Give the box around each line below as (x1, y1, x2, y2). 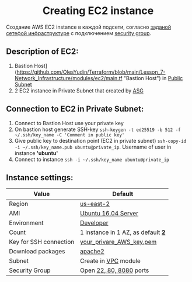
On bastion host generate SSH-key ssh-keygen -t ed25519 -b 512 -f (14, 126, 181, 133)
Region (9, 200, 29, 208)
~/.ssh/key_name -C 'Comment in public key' (14, 132, 125, 138)
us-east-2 (79, 200, 110, 208)
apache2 (79, 247, 105, 256)
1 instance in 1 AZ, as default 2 (79, 228, 166, 236)
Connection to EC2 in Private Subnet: (6, 104, 144, 114)
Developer (79, 219, 109, 227)
